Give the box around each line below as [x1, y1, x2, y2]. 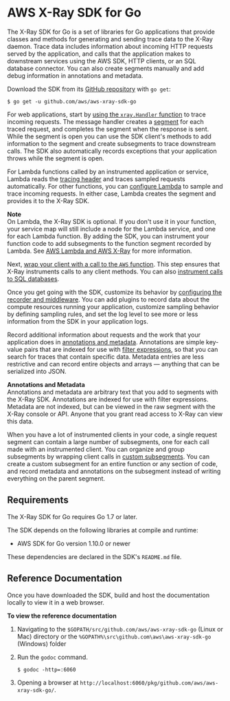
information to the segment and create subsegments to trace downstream [7, 139, 216, 147]
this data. [7, 417, 34, 425]
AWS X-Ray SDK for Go [7, 5, 142, 21]
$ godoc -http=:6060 [16, 666, 76, 673]
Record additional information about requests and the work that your [7, 331, 201, 339]
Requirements [7, 494, 69, 506]
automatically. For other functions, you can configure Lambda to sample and [7, 182, 223, 190]
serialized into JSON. [7, 367, 67, 375]
